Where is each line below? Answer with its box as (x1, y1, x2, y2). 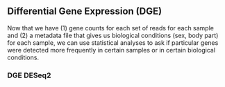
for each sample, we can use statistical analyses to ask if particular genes (7, 38, 219, 47)
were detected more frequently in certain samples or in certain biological (7, 46, 216, 54)
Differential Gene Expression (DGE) (7, 6, 162, 17)
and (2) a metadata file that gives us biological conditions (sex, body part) (7, 31, 219, 39)
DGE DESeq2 (7, 70, 51, 80)
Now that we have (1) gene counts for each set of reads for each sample (7, 23, 214, 32)
